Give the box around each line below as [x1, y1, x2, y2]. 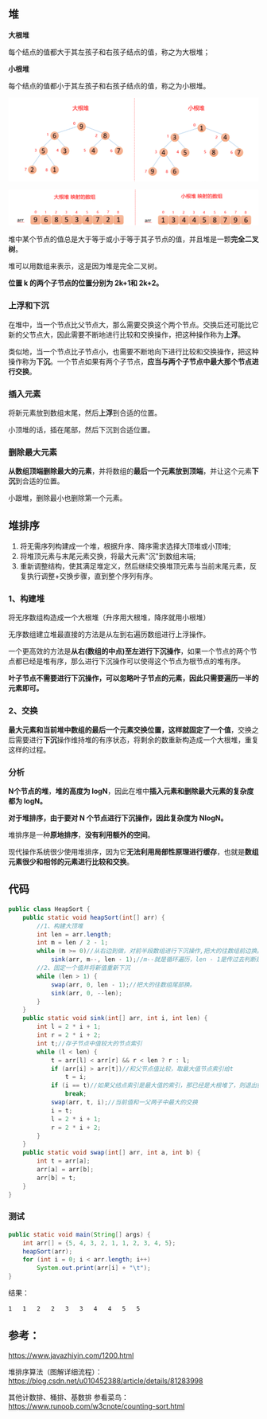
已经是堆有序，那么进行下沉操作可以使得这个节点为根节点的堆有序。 [21, 656, 245, 666]
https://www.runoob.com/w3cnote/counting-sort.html [8, 1401, 185, 1411]
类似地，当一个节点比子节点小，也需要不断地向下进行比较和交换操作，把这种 [8, 346, 259, 356]
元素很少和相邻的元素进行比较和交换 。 [8, 857, 133, 866]
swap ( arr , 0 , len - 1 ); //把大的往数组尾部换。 [50, 980, 196, 989]
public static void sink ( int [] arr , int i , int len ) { [22, 1014, 208, 1022]
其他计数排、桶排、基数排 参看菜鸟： [8, 1392, 129, 1401]
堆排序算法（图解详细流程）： [8, 1366, 103, 1376]
